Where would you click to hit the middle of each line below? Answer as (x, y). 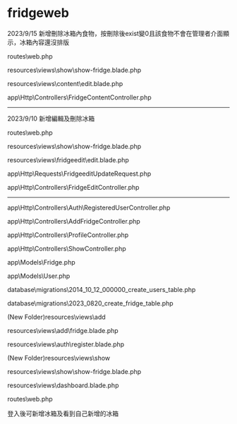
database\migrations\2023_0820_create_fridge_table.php (91, 303)
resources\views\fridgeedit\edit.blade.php (68, 159)
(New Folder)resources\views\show (59, 358)
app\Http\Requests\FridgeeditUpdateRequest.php (79, 174)
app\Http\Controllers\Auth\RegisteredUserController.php (89, 207)
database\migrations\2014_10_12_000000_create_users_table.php (102, 289)
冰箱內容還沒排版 (44, 42)
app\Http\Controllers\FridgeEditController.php (73, 187)
